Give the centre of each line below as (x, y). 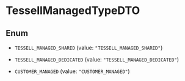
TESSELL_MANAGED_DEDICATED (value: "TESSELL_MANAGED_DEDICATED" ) (97, 59)
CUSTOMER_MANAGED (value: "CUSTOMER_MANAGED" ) (72, 71)
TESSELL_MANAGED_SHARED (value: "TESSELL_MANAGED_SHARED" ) (89, 48)
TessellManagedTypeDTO (73, 11)
